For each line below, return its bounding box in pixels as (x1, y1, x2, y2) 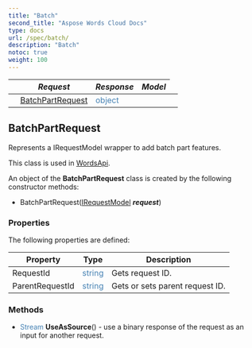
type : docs (8, 26, 45, 34)
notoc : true (8, 48, 48, 56)
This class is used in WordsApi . (8, 158, 110, 168)
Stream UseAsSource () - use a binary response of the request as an (19, 323, 244, 332)
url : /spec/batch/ (8, 33, 69, 42)
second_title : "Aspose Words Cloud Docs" (8, 19, 148, 27)
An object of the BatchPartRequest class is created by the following (8, 173, 232, 183)
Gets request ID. (110, 267, 173, 278)
